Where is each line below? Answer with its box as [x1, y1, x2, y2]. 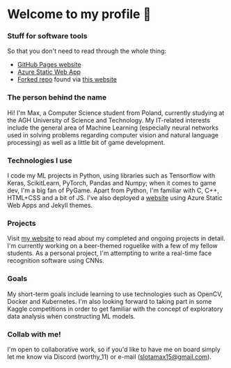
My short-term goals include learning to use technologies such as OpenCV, [7, 289, 223, 298]
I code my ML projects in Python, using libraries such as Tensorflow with [7, 171, 216, 180]
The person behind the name [7, 93, 106, 102]
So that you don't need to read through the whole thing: [7, 47, 167, 55]
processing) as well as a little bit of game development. [7, 138, 166, 146]
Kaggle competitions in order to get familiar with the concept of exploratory [7, 305, 223, 313]
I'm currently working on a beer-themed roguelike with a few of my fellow [7, 242, 218, 250]
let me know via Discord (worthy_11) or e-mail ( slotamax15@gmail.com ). [7, 352, 212, 361]
